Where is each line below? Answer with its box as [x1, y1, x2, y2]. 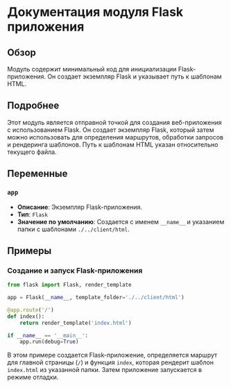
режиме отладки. [7, 373, 59, 382]
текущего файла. [7, 147, 57, 156]
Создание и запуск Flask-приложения [7, 265, 143, 275]
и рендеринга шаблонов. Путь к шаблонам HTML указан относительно [7, 140, 219, 149]
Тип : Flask [17, 210, 49, 219]
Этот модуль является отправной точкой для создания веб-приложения [7, 118, 222, 126]
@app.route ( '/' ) [7, 306, 54, 313]
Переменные [7, 168, 68, 180]
